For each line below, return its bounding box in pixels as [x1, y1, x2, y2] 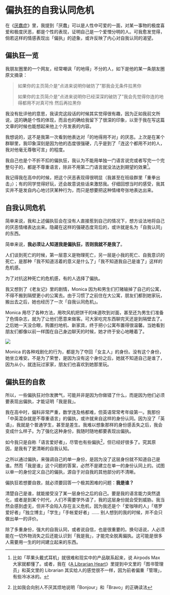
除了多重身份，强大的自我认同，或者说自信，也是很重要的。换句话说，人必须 [5, 526, 165, 532]
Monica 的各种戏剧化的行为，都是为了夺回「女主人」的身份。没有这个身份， [5, 349, 164, 355]
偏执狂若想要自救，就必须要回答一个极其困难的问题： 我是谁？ [5, 479, 134, 486]
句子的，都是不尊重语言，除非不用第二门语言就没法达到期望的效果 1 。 [9, 163, 153, 170]
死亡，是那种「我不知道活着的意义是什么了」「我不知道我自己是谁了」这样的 [5, 259, 163, 265]
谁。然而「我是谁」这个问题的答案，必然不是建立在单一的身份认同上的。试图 [5, 462, 165, 469]
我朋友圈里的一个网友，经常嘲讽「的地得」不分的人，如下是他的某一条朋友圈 [5, 65, 165, 71]
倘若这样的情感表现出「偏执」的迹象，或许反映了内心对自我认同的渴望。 [5, 35, 156, 41]
